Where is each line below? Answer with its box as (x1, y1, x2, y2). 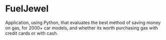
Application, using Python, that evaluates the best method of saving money (5, 19, 161, 25)
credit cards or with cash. (5, 30, 58, 36)
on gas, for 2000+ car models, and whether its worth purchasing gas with (5, 24, 158, 30)
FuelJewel (5, 3, 49, 14)
